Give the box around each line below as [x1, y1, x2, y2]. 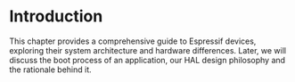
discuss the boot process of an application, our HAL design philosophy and [9, 54, 286, 65]
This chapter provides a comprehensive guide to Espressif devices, [9, 36, 257, 46]
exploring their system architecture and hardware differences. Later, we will [9, 45, 287, 55]
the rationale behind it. [9, 64, 92, 75]
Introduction [9, 6, 103, 27]
